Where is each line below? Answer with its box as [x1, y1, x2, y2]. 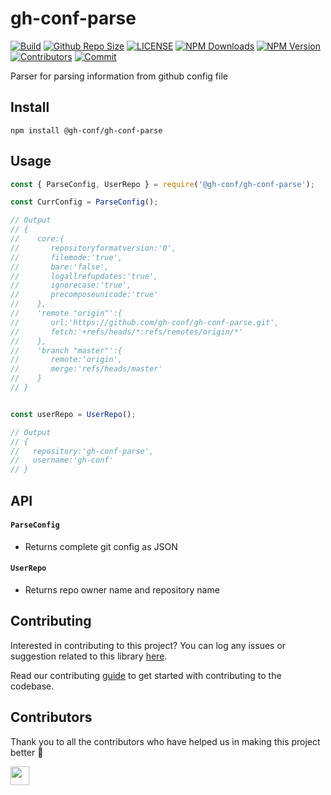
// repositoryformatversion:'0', [10, 243, 177, 253]
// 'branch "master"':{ [10, 345, 123, 356]
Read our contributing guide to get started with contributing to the [10, 669, 282, 681]
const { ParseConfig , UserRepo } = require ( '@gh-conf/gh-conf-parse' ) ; [10, 179, 315, 189]
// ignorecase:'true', [10, 280, 132, 291]
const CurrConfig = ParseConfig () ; [10, 197, 159, 207]
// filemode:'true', [10, 252, 123, 262]
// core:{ [10, 234, 65, 244]
